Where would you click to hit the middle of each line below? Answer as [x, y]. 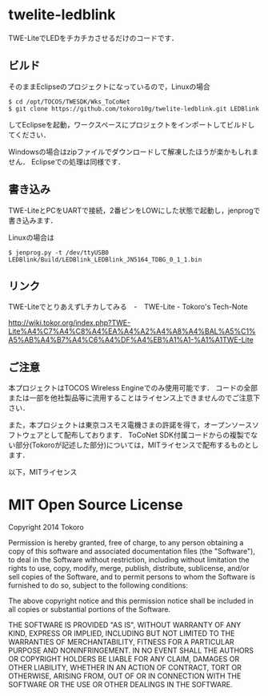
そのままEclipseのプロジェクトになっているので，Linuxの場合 [109, 87]
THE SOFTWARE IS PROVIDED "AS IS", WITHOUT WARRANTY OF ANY [125, 625]
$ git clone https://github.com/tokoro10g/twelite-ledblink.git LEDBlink [134, 109]
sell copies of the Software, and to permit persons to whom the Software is [132, 577]
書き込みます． [33, 220]
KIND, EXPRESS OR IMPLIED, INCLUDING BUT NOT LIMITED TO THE [122, 633]
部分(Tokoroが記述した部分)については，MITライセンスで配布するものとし [137, 445]
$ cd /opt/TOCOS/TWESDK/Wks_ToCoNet [69, 102]
